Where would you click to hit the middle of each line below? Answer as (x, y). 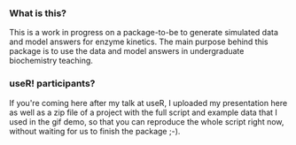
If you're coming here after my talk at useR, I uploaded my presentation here (148, 103)
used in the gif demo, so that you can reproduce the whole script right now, (147, 121)
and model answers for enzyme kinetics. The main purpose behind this (139, 42)
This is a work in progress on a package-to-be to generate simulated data (144, 33)
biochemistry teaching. (51, 61)
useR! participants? (52, 84)
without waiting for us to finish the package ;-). (95, 131)
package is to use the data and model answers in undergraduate (127, 51)
